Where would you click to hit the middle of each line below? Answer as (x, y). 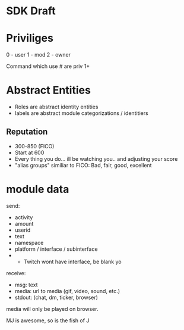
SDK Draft (31, 11)
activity (24, 217)
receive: (16, 273)
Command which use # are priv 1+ (48, 66)
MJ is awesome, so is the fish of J (48, 320)
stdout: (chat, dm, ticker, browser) (56, 297)
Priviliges (30, 38)
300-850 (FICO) (34, 146)
